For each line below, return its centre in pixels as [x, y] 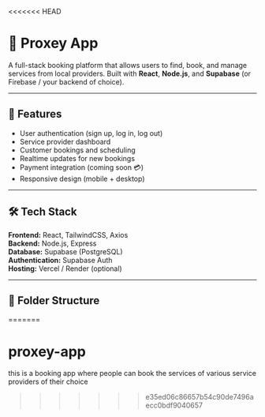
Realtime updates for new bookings [77, 158]
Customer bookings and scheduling [77, 150]
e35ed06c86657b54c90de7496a [200, 397]
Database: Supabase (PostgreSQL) [66, 251]
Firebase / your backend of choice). [66, 81]
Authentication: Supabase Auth [60, 260]
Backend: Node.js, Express [52, 243]
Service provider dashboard [65, 141]
